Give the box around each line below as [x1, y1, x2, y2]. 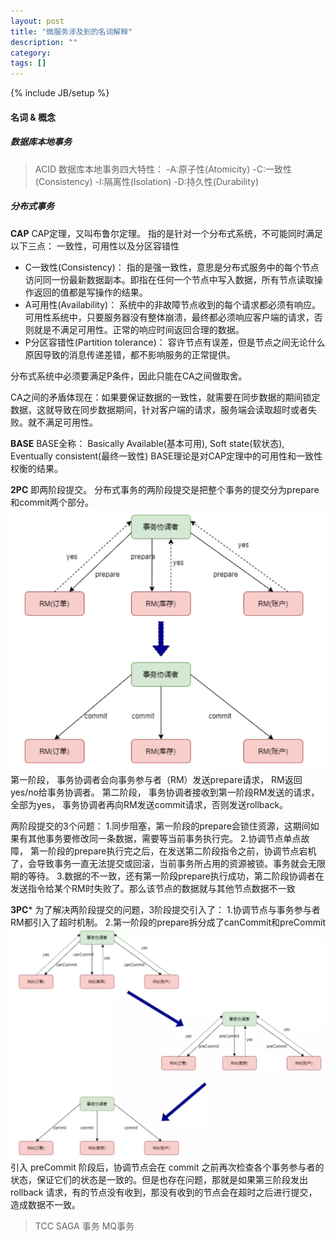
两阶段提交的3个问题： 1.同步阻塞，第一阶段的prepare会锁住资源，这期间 [10, 820, 311, 832]
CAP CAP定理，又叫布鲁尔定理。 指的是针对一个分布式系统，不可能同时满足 [10, 227, 323, 239]
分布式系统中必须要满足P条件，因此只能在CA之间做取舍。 [10, 370, 248, 382]
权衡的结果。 [10, 462, 63, 474]
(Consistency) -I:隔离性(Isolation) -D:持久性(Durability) [34, 175, 260, 187]
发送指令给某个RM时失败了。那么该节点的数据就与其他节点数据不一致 [10, 883, 296, 895]
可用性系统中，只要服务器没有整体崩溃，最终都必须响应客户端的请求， [24, 311, 315, 323]
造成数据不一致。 [10, 1198, 81, 1210]
